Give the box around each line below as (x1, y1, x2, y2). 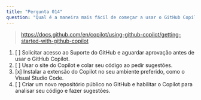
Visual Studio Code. (14, 74, 64, 81)
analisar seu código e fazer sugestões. (14, 87, 111, 94)
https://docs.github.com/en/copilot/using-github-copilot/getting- (20, 31, 181, 38)
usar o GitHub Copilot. (14, 55, 70, 62)
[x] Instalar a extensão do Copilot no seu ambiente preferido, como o (14, 68, 185, 75)
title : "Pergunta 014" (6, 8, 63, 15)
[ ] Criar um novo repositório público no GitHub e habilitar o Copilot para (14, 80, 193, 87)
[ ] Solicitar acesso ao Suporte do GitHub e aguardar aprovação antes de (14, 49, 194, 56)
